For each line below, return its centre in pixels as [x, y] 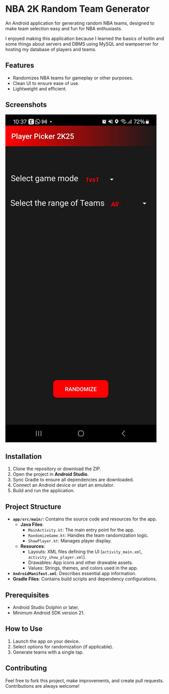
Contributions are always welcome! [43, 686]
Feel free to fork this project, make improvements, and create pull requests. [85, 680]
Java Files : [32, 524]
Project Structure [33, 507]
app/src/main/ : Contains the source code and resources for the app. [85, 519]
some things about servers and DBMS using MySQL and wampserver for [82, 44]
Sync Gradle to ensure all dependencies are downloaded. [73, 480]
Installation [24, 456]
